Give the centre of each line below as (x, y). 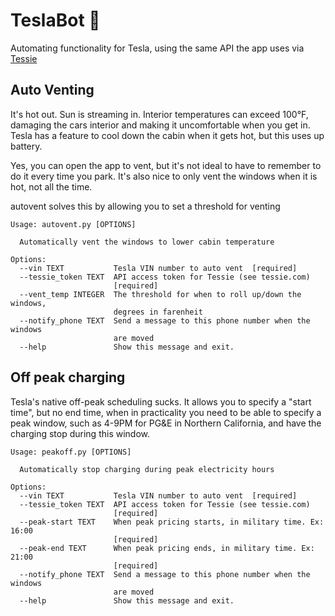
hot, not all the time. (51, 186)
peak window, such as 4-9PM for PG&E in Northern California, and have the (166, 423)
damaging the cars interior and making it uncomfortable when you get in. (160, 125)
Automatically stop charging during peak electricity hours (147, 469)
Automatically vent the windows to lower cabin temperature (147, 242)
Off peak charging (68, 377)
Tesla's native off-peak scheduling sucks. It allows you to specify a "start (161, 401)
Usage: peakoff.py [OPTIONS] (71, 452)
